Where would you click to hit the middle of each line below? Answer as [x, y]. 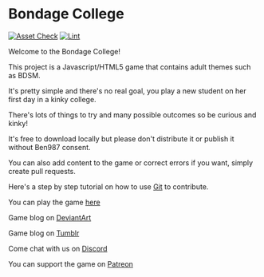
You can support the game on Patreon [71, 263]
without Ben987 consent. [49, 147]
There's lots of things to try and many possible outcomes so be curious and [132, 115]
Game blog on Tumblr [44, 233]
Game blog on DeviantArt [50, 217]
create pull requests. [42, 171]
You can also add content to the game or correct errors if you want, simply [131, 162]
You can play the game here [55, 202]
